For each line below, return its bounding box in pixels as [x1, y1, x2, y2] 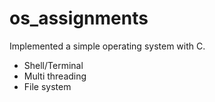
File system [23, 80, 72, 92]
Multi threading [23, 70, 87, 82]
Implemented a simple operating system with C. [9, 40, 206, 52]
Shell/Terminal [23, 59, 84, 71]
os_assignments [9, 7, 149, 30]
